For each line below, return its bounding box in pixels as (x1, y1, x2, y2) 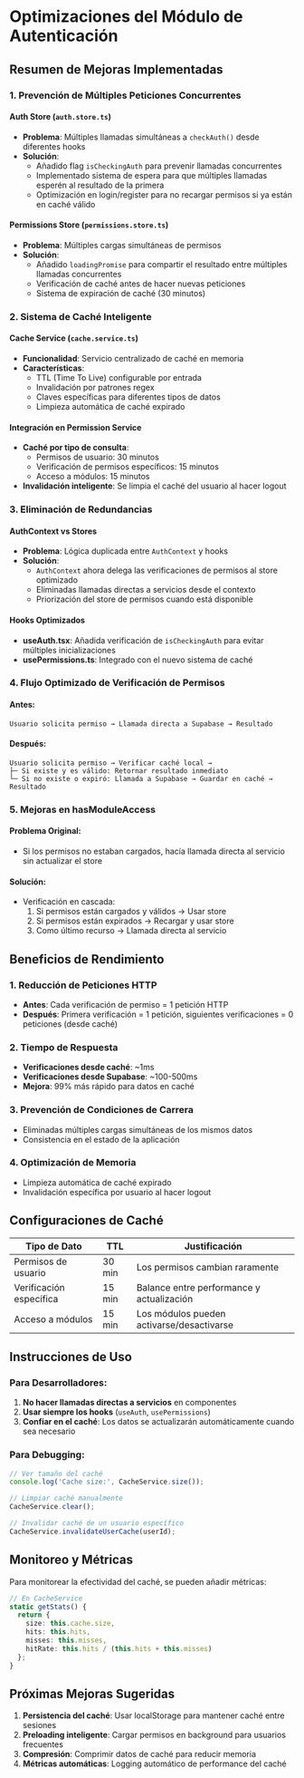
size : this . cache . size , (25, 1619, 116, 1628)
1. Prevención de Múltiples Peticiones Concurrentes (9, 89, 242, 101)
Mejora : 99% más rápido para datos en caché (22, 1081, 195, 1092)
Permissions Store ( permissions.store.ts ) (9, 219, 169, 230)
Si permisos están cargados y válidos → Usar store (35, 906, 227, 917)
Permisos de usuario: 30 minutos (35, 451, 160, 463)
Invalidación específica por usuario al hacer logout (22, 1186, 212, 1197)
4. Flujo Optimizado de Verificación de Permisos (9, 677, 225, 690)
